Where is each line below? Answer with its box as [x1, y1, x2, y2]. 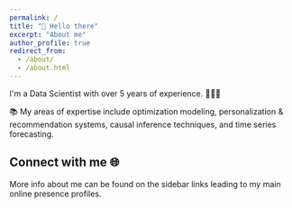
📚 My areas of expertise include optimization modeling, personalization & [9, 105, 284, 117]
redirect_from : [9, 47, 67, 56]
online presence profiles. [9, 188, 102, 199]
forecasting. [9, 128, 54, 140]
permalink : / [9, 13, 59, 23]
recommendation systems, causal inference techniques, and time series [9, 119, 277, 130]
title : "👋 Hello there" [9, 22, 99, 31]
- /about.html [17, 64, 70, 73]
